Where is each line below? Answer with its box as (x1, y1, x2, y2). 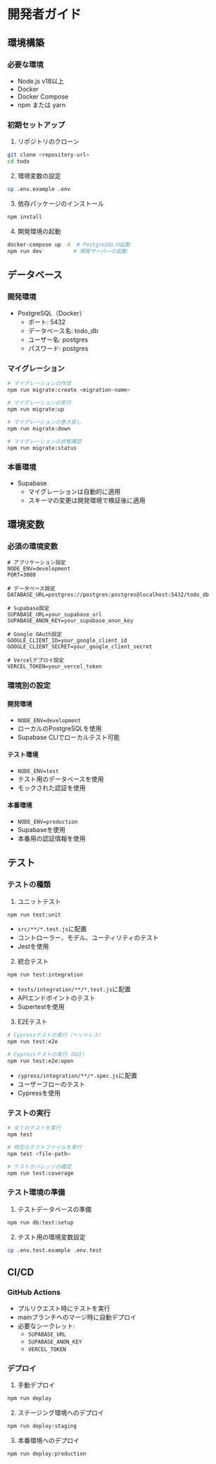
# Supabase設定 (7, 605, 50, 612)
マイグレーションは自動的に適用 (27, 487, 121, 495)
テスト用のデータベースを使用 (17, 774, 104, 783)
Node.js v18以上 (17, 77, 65, 85)
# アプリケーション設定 (7, 559, 66, 566)
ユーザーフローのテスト (17, 1079, 86, 1088)
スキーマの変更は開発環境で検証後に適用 (27, 496, 146, 504)
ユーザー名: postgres (27, 335, 89, 344)
